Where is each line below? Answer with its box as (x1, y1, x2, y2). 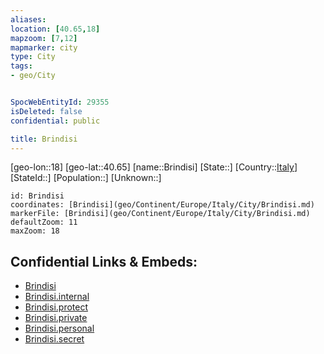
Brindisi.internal (24, 291, 90, 303)
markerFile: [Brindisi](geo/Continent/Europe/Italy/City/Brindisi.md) (10, 209, 311, 219)
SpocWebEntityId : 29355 (10, 97, 110, 107)
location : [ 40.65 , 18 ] (10, 24, 101, 34)
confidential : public (10, 116, 101, 126)
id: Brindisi (10, 191, 65, 201)
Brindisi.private (24, 312, 88, 324)
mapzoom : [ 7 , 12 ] (10, 33, 78, 43)
